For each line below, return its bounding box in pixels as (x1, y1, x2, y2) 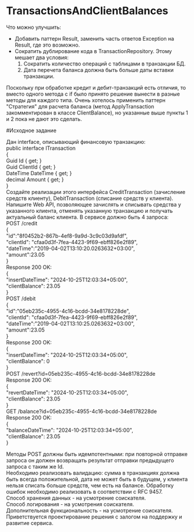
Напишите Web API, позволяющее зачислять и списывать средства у (6, 201, 182, 208)
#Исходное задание (6, 127, 57, 134)
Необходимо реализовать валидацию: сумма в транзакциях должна (6, 469, 180, 476)
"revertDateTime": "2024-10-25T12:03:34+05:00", (6, 389, 129, 396)
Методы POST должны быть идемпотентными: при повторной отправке (6, 450, 188, 458)
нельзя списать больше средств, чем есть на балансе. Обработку (6, 482, 174, 489)
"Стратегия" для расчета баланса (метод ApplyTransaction (6, 103, 154, 110)
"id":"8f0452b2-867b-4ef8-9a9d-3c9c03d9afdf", (6, 232, 128, 239)
